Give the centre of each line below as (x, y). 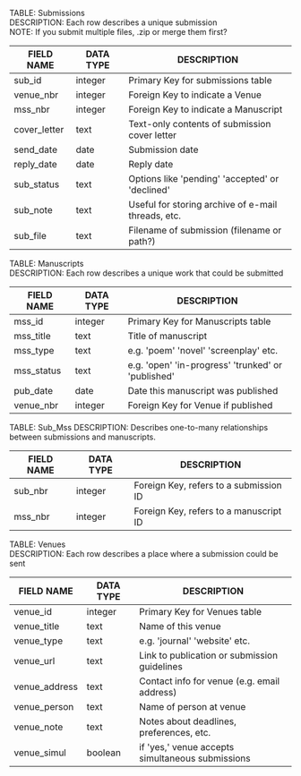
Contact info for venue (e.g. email (209, 681)
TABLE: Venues (38, 544)
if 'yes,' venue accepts (186, 747)
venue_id (33, 612)
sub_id (28, 80)
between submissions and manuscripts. (83, 437)
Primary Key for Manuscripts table (199, 321)
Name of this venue (180, 626)
